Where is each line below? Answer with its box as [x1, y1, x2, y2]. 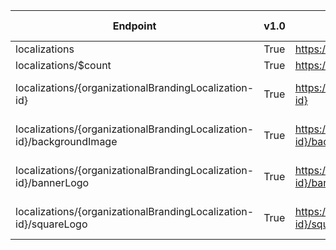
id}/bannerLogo [15, 176, 90, 189]
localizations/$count [15, 59, 112, 72]
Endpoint [112, 19, 157, 33]
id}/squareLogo [15, 217, 88, 231]
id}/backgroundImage [15, 135, 118, 148]
